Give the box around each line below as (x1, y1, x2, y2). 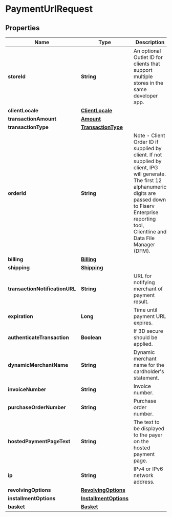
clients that (133, 60, 160, 67)
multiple (133, 73, 153, 80)
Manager (133, 241, 155, 248)
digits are (133, 190, 156, 196)
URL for (133, 272, 152, 280)
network (133, 472, 154, 479)
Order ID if (133, 138, 159, 145)
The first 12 (133, 177, 162, 184)
